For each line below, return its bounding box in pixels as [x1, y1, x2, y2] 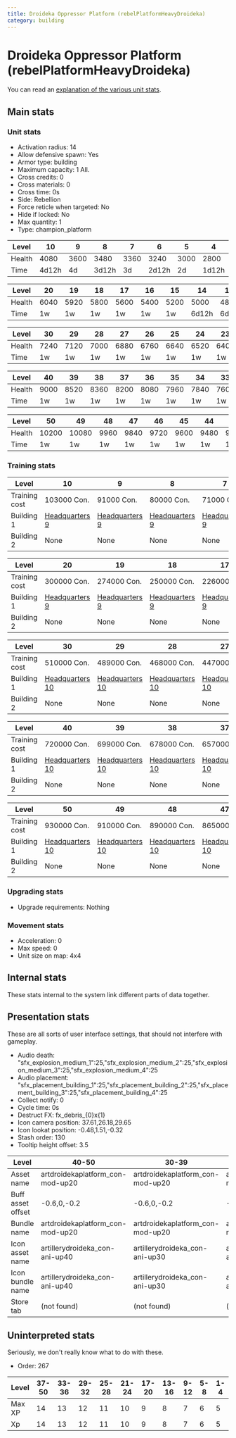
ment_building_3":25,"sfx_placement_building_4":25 [17, 1088, 168, 1096]
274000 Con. [97, 577, 143, 587]
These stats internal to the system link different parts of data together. [7, 990, 210, 999]
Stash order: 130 [17, 1133, 65, 1142]
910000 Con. [97, 821, 143, 831]
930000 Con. [44, 821, 90, 831]
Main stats [7, 106, 55, 118]
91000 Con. [97, 495, 138, 505]
